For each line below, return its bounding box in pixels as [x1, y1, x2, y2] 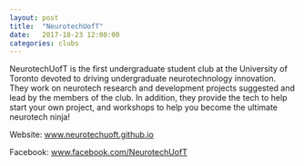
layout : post [9, 13, 59, 23]
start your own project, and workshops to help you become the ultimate [9, 102, 279, 113]
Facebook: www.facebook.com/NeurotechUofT [9, 147, 188, 158]
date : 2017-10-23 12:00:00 [9, 30, 120, 39]
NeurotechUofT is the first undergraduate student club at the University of [9, 63, 289, 74]
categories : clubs [9, 38, 79, 48]
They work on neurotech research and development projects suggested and [9, 83, 296, 93]
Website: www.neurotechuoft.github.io [9, 129, 155, 141]
